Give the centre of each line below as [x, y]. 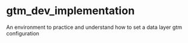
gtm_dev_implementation [70, 11]
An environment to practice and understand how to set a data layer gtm [94, 27]
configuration [23, 33]
